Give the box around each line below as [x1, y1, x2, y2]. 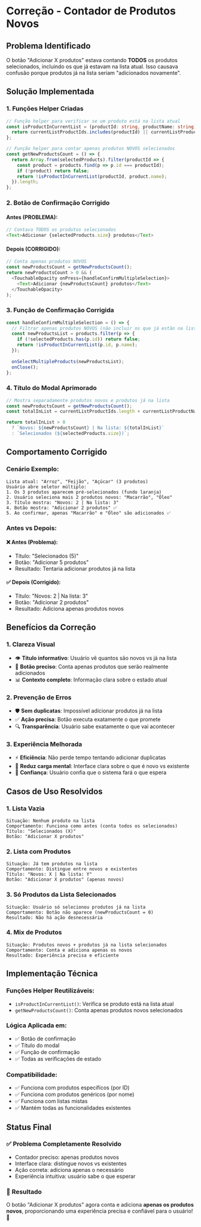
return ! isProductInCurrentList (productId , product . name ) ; [17, 173, 167, 179]
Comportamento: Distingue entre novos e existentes [6, 866, 138, 872]
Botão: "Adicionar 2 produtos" [14, 599, 89, 605]
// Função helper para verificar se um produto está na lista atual [6, 118, 181, 124]
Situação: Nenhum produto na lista [6, 818, 95, 824]
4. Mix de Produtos [6, 928, 62, 937]
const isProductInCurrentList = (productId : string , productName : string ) [6, 124, 197, 130]
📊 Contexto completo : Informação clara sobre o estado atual [14, 676, 167, 683]
